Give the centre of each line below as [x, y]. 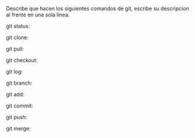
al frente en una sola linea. [38, 15]
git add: [15, 94]
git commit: [20, 106]
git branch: [19, 83]
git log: [14, 72]
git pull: [15, 49]
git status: [18, 26]
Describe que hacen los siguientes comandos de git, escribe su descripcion [97, 9]
